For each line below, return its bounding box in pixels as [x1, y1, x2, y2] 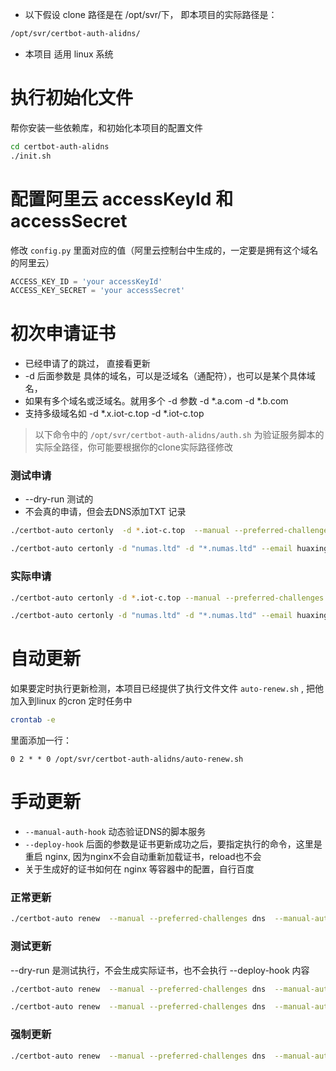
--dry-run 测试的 [24, 493, 94, 505]
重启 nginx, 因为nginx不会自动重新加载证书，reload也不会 [24, 851, 262, 863]
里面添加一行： [10, 734, 72, 747]
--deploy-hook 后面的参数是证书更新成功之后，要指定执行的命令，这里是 [24, 838, 323, 850]
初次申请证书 [10, 323, 117, 345]
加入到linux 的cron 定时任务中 [10, 695, 133, 707]
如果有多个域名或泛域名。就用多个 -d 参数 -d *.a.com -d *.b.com [24, 395, 289, 407]
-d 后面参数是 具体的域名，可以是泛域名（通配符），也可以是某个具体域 [24, 370, 316, 382]
